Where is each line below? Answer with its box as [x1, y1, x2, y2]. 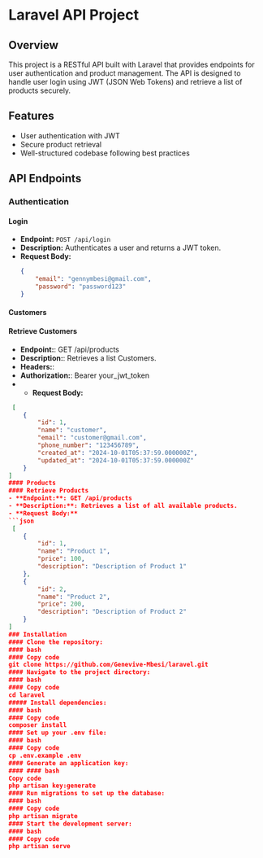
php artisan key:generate [8, 781, 96, 790]
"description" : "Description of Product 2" [37, 608, 187, 616]
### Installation [8, 630, 67, 638]
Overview [8, 38, 59, 52]
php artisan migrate [8, 812, 79, 820]
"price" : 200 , [37, 600, 85, 608]
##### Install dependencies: [8, 698, 107, 707]
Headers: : [19, 361, 55, 371]
